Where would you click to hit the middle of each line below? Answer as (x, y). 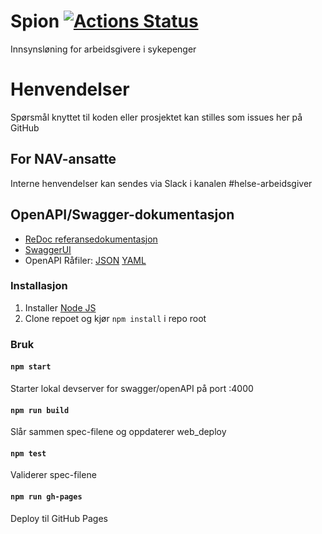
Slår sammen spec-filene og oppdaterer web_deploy (118, 432)
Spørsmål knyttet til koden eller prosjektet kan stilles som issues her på (156, 117)
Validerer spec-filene (53, 475)
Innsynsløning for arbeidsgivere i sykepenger (103, 49)
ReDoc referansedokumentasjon (91, 239)
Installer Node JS (60, 307)
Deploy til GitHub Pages (59, 518)
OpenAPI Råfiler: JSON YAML (85, 260)
